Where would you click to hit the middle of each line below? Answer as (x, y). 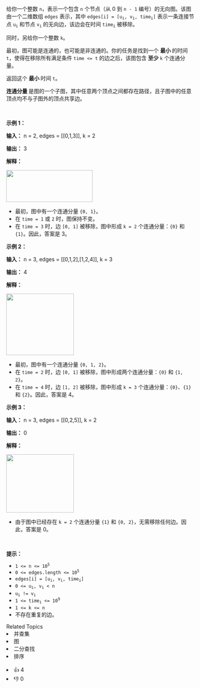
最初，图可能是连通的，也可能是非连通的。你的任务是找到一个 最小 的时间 (97, 50)
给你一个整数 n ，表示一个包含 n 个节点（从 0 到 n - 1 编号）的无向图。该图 (99, 9)
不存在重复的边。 (36, 615)
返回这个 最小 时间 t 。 (34, 78)
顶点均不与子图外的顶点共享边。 (46, 99)
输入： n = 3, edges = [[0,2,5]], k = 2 (52, 420)
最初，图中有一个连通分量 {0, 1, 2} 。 (62, 364)
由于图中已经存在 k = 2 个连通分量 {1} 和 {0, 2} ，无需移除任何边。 (98, 522)
